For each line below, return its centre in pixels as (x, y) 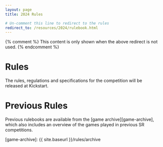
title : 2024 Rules (24, 14)
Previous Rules (37, 106)
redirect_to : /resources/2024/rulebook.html (52, 28)
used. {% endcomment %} (32, 47)
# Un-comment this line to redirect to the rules (57, 23)
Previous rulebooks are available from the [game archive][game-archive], (80, 119)
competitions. (19, 130)
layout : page (19, 10)
